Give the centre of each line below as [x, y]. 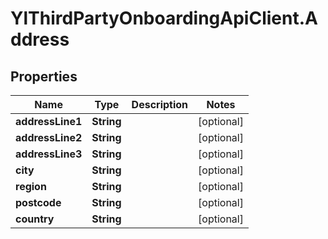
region [31, 186]
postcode [38, 202]
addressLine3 [49, 154]
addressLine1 [49, 121]
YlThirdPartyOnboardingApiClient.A [164, 18]
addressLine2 [49, 137]
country [35, 219]
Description [160, 104]
